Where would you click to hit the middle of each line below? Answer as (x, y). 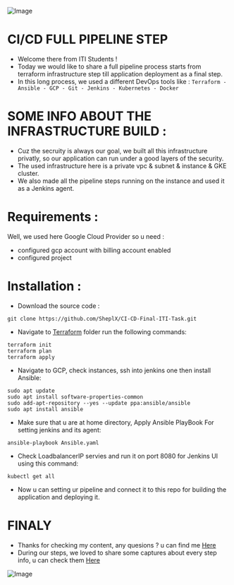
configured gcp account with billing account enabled (94, 250)
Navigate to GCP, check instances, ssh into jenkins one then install (114, 370)
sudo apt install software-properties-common (75, 397)
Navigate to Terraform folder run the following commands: (102, 331)
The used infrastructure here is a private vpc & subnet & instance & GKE (122, 165)
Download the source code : (58, 306)
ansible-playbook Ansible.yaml (53, 443)
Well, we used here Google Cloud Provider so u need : (86, 236)
